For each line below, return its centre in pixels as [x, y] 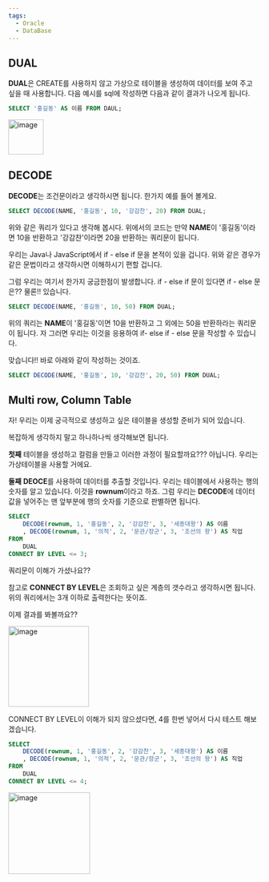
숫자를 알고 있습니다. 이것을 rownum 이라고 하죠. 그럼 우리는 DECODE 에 [121, 491]
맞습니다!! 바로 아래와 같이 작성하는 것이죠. [74, 360]
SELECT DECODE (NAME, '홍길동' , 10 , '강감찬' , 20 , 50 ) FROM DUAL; [114, 375]
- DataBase [34, 30]
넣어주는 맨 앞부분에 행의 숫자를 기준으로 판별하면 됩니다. [112, 501]
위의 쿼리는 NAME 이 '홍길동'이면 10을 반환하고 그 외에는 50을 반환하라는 [122, 323]
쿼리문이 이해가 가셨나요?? [49, 570]
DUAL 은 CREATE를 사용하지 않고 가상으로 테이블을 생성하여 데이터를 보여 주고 [131, 83]
